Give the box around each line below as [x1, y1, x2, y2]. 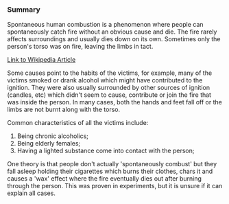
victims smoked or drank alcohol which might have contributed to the [7, 76, 203, 84]
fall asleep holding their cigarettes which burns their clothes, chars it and [7, 167, 213, 176]
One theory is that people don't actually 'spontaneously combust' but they [7, 160, 217, 168]
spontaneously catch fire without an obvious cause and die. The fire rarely [7, 27, 217, 36]
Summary [7, 5, 41, 14]
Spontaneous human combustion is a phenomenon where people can [7, 21, 204, 29]
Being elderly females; [16, 139, 81, 148]
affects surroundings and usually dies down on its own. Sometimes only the [7, 35, 221, 43]
